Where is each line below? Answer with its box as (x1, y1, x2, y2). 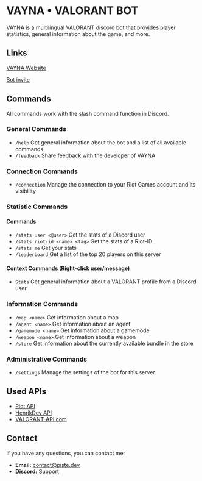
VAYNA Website (6, 64, 47, 71)
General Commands (6, 125, 67, 134)
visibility (15, 187, 37, 195)
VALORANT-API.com (15, 415, 67, 422)
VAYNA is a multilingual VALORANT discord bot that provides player (6, 24, 176, 31)
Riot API (15, 402, 35, 410)
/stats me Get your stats (15, 244, 77, 252)
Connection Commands (6, 167, 78, 176)
